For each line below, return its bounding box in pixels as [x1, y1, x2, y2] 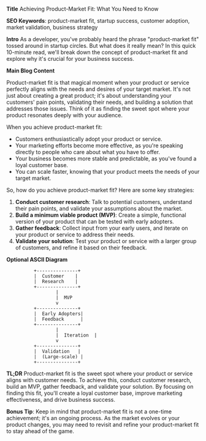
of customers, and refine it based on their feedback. [15, 244, 147, 251]
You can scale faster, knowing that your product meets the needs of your [15, 168, 200, 175]
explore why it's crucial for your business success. [6, 55, 135, 62]
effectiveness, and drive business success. [6, 396, 115, 403]
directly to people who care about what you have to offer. [15, 149, 161, 155]
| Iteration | [55, 332, 97, 338]
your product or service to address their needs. [15, 231, 135, 238]
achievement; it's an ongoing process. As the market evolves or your [6, 415, 180, 421]
